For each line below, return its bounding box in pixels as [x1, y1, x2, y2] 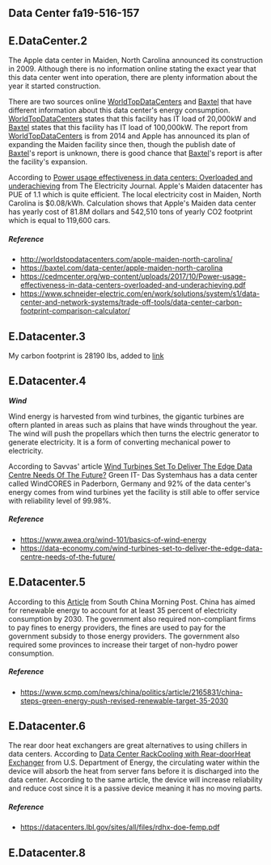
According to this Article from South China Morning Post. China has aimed [8, 597, 256, 606]
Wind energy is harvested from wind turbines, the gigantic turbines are [8, 411, 244, 421]
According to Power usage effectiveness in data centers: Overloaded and [8, 173, 253, 183]
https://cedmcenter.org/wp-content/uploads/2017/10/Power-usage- [19, 272, 247, 281]
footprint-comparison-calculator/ [19, 306, 131, 316]
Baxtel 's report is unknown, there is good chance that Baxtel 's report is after [8, 149, 263, 158]
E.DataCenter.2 [8, 34, 87, 48]
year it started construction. [8, 81, 101, 91]
